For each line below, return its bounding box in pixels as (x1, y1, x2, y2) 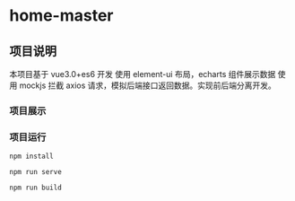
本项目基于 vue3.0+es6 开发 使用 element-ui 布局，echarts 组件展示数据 (9, 69, 276, 79)
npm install (9, 152, 54, 162)
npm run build (9, 183, 63, 193)
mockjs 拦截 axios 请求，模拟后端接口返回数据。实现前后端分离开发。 (19, 80, 276, 91)
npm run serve (9, 168, 63, 177)
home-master (9, 5, 114, 26)
